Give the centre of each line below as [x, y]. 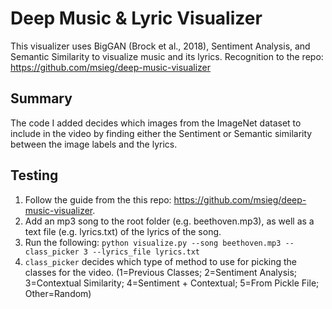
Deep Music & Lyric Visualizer [136, 18]
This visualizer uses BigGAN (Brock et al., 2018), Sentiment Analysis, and [160, 46]
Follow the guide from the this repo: [98, 199]
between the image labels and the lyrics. [94, 144]
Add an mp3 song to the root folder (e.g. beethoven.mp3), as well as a [169, 221]
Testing [34, 175]
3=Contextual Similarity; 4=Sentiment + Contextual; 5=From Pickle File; [172, 283]
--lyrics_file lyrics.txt [146, 252]
